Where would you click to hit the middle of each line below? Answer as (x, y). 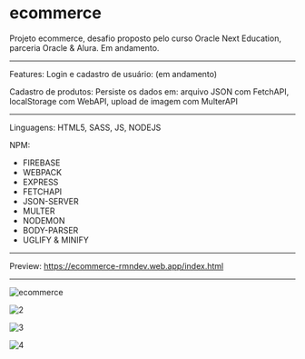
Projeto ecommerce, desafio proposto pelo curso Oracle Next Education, (145, 38)
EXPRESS (40, 182)
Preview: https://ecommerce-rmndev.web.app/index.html (117, 265)
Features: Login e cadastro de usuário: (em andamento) (113, 74)
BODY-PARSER (50, 230)
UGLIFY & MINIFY (55, 240)
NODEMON (44, 220)
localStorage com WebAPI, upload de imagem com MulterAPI (124, 101)
